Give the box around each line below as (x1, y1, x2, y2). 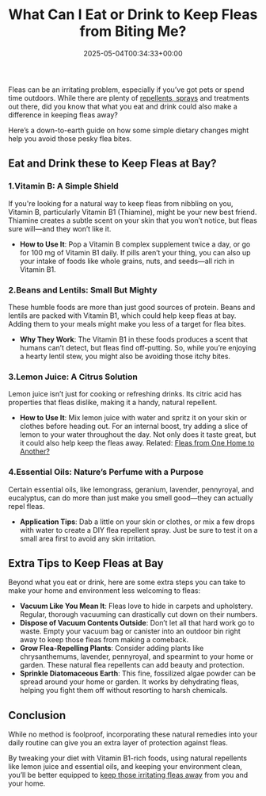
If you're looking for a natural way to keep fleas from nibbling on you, (8, 198, 234, 208)
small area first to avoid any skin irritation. (19, 534, 157, 543)
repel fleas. (8, 501, 45, 511)
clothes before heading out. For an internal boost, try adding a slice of (19, 422, 248, 431)
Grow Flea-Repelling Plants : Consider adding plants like (19, 644, 204, 653)
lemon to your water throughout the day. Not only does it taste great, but (19, 430, 256, 439)
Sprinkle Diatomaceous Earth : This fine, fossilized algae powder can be (19, 668, 256, 679)
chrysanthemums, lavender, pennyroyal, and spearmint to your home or (19, 652, 254, 661)
